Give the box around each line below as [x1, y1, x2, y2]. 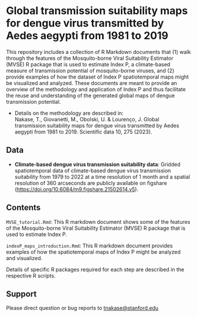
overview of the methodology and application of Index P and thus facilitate [6, 86, 186, 93]
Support [6, 289, 37, 299]
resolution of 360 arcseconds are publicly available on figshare [14, 179, 167, 186]
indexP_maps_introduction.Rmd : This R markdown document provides [6, 242, 173, 249]
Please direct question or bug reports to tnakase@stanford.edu [6, 305, 159, 312]
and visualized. [6, 254, 43, 261]
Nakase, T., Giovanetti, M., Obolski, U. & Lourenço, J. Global [14, 115, 159, 122]
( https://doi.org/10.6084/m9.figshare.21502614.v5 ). [14, 186, 139, 193]
